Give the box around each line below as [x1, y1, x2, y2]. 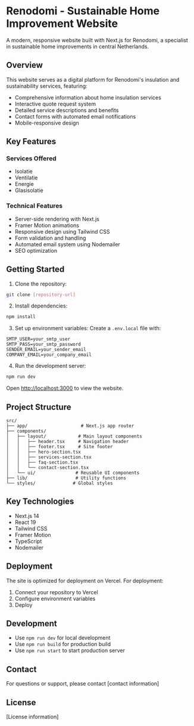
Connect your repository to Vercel [14, 588, 98, 595]
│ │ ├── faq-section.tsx [6, 459, 79, 466]
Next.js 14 [14, 512, 40, 519]
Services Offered [6, 154, 57, 163]
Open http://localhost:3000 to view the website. [6, 384, 124, 392]
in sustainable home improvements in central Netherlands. [6, 43, 149, 50]
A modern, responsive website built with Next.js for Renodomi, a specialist [6, 36, 189, 44]
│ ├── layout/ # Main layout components [6, 433, 143, 439]
